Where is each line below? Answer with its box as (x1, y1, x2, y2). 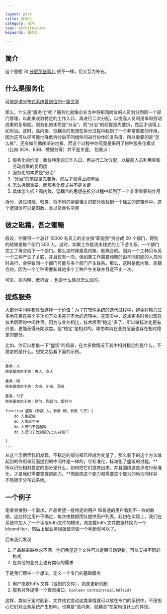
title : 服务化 (5, 16, 32, 21)
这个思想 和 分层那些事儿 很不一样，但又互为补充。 (5, 68, 109, 74)
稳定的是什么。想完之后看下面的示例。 (5, 349, 83, 355)
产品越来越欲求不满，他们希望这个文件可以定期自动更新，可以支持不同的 (12, 547, 161, 553)
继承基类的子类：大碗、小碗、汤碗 (5, 384, 65, 389)
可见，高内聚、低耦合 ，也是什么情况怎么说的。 (5, 277, 102, 283)
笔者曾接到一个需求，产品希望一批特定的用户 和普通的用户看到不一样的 (5, 507, 150, 513)
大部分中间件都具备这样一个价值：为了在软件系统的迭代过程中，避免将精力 (5, 307, 158, 313)
